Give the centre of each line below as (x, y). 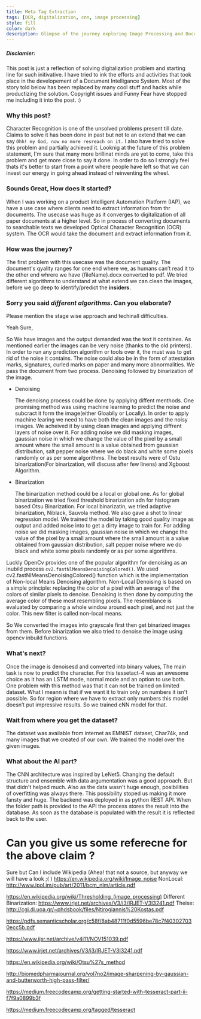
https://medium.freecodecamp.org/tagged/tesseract (71, 1010)
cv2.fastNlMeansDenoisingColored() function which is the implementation (97, 575)
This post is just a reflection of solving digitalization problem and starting (96, 68)
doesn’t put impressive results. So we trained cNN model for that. (87, 705)
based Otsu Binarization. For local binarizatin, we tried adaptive (93, 507)
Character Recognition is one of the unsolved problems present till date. (95, 129)
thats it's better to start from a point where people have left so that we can (98, 167)
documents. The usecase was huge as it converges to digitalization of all (96, 214)
